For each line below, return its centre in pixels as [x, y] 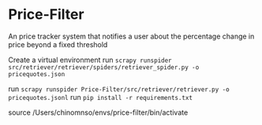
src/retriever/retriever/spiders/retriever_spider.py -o [104, 67]
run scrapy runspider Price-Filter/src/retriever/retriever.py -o [119, 89]
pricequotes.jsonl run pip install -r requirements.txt [101, 97]
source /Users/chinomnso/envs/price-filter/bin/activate [98, 112]
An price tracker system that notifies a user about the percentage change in [131, 36]
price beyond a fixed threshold [58, 44]
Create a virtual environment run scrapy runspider [90, 60]
